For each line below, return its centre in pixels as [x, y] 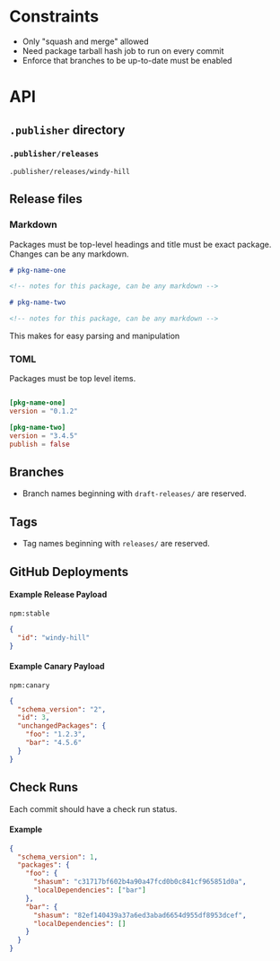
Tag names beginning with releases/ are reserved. [116, 544]
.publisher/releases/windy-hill [70, 171]
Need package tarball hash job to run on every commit [123, 50]
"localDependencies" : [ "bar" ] [89, 890]
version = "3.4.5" [44, 436]
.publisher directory [67, 130]
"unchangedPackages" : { [61, 726]
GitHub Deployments [69, 572]
